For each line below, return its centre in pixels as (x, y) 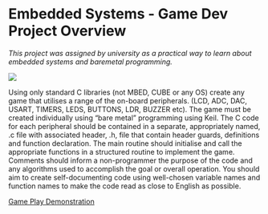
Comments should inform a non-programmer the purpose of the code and (130, 160)
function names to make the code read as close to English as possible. (125, 186)
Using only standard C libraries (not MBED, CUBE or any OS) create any (126, 92)
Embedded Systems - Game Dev (118, 14)
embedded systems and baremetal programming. (90, 62)
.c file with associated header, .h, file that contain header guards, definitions (134, 135)
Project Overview (67, 31)
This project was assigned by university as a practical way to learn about (130, 53)
